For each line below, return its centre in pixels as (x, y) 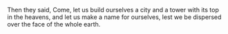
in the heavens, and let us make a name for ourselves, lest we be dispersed (114, 17)
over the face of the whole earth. (54, 24)
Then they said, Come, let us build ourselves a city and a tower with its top (113, 10)
